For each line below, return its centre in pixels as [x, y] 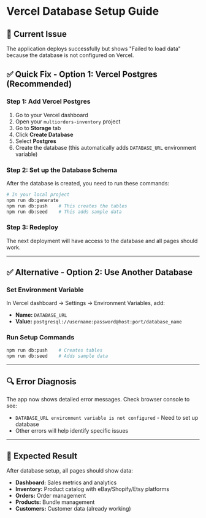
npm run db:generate [33, 200]
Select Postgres [36, 141]
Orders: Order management [51, 496]
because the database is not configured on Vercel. [70, 55]
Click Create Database [44, 134]
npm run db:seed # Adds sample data [57, 356]
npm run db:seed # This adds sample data [64, 212]
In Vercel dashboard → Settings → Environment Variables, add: [86, 303]
